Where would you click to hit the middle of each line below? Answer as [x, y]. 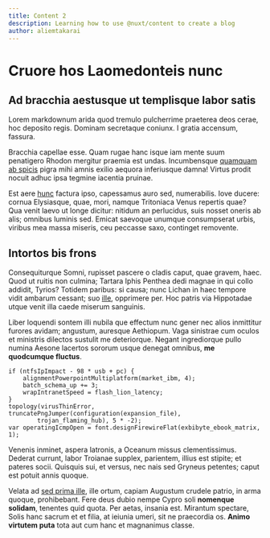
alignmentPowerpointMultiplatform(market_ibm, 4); [109, 379]
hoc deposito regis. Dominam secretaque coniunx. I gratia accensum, [123, 128]
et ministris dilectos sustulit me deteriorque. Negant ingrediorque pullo [125, 340]
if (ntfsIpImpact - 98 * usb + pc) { [72, 371]
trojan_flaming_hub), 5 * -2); [90, 421]
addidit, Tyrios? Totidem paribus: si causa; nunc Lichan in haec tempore [127, 290]
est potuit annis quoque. [49, 475]
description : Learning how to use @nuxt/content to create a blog [122, 23]
